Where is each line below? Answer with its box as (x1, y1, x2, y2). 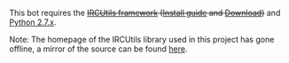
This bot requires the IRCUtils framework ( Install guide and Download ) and (9, 8, 281, 18)
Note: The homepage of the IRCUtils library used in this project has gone (9, 35, 275, 44)
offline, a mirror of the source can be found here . (9, 43, 188, 54)
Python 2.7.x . (9, 17, 57, 28)
